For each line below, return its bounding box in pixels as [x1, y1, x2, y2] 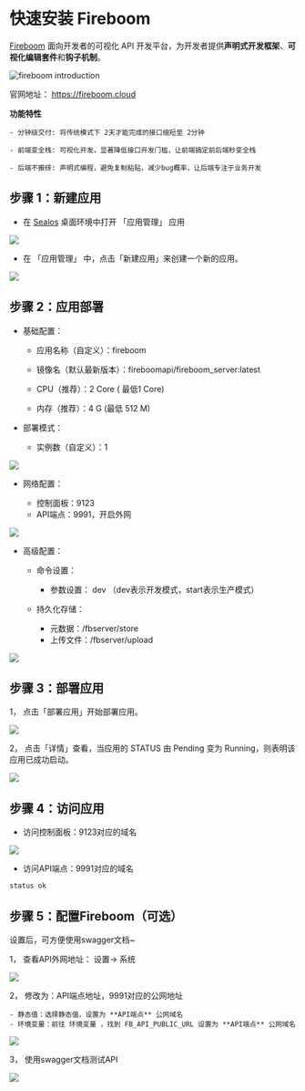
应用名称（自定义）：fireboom [36, 344, 147, 356]
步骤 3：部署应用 [9, 681, 105, 696]
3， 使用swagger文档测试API [9, 1055, 118, 1065]
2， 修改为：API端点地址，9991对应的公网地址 [9, 991, 184, 1001]
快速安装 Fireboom [9, 8, 151, 29]
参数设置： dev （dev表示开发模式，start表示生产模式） [49, 584, 259, 595]
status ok [9, 881, 47, 890]
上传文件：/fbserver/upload [49, 634, 154, 645]
